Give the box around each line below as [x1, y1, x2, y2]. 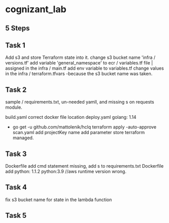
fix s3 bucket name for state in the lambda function [5, 197, 112, 203]
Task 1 [5, 41, 25, 49]
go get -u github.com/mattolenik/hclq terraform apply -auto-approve [12, 124, 156, 130]
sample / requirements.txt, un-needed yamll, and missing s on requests [5, 99, 154, 105]
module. [5, 104, 23, 110]
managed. [12, 135, 34, 141]
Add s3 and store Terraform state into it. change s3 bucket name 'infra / [5, 54, 156, 60]
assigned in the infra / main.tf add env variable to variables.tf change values [5, 65, 164, 72]
